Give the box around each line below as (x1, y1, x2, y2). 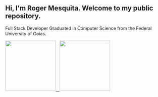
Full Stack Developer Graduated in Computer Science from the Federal (5, 25, 152, 31)
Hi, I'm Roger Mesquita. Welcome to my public (5, 4, 153, 13)
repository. (5, 12, 41, 21)
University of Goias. (5, 30, 46, 37)
